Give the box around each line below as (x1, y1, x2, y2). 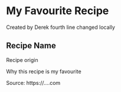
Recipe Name (6, 41, 56, 51)
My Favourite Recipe (6, 4, 109, 18)
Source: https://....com (6, 79, 61, 86)
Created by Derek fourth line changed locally (6, 24, 115, 31)
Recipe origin (6, 56, 38, 63)
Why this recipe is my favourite (6, 68, 81, 75)
